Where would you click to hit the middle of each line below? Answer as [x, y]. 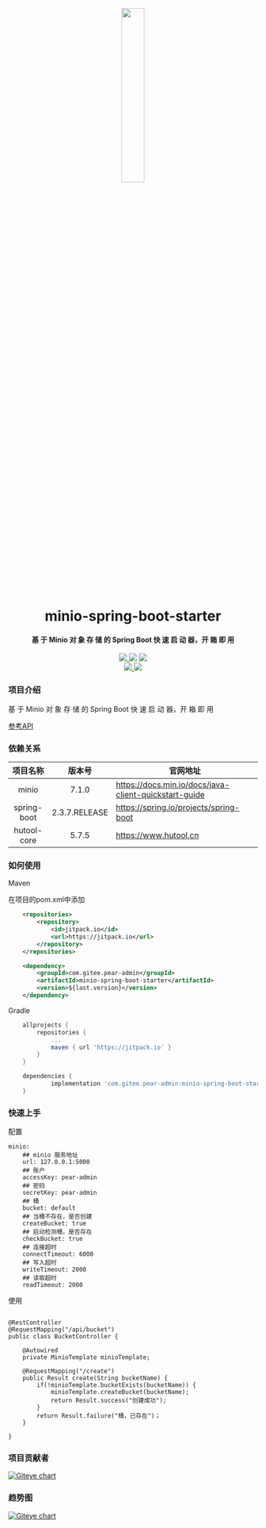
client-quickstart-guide [160, 794]
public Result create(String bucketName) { [95, 1378]
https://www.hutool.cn [158, 835]
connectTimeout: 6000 [58, 1254]
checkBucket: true [53, 1239]
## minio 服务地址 [50, 1155]
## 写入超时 [40, 1263]
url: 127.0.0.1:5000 [56, 1162]
